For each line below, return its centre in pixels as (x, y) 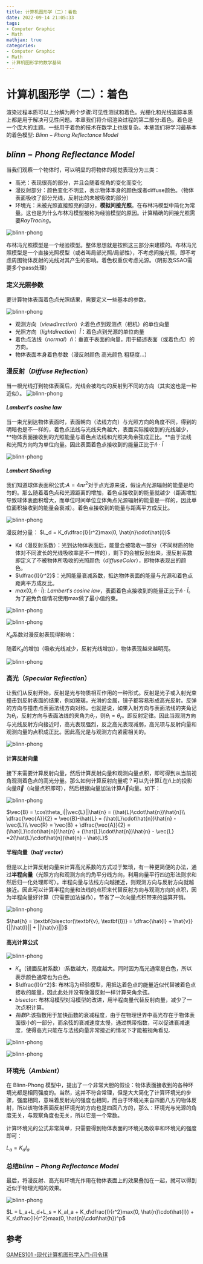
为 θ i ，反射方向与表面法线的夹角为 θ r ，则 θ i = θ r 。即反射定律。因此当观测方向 (101, 716)
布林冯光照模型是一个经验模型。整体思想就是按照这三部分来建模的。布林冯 (99, 245)
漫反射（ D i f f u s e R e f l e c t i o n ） (49, 371)
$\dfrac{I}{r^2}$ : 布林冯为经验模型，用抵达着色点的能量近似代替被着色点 (105, 984)
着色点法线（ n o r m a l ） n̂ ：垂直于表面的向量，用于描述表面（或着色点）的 (105, 339)
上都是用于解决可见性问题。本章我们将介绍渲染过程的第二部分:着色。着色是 (100, 120)
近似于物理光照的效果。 (35, 1188)
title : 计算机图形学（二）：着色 (42, 12)
